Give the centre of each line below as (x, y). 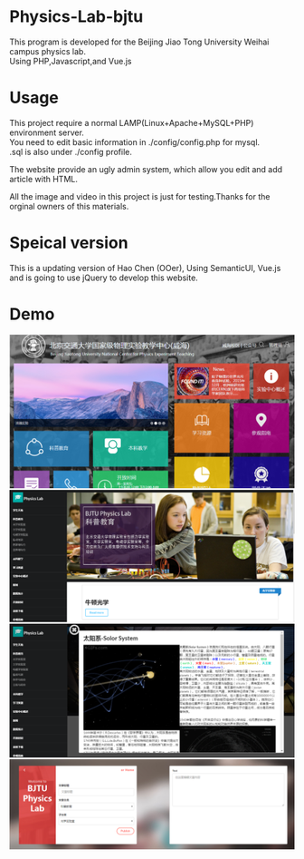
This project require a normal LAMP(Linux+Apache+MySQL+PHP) (132, 122)
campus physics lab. (47, 51)
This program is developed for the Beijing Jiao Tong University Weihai (139, 42)
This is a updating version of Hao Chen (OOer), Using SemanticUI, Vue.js (145, 268)
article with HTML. (44, 179)
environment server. (47, 132)
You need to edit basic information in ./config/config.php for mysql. (135, 142)
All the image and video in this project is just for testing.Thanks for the (140, 196)
